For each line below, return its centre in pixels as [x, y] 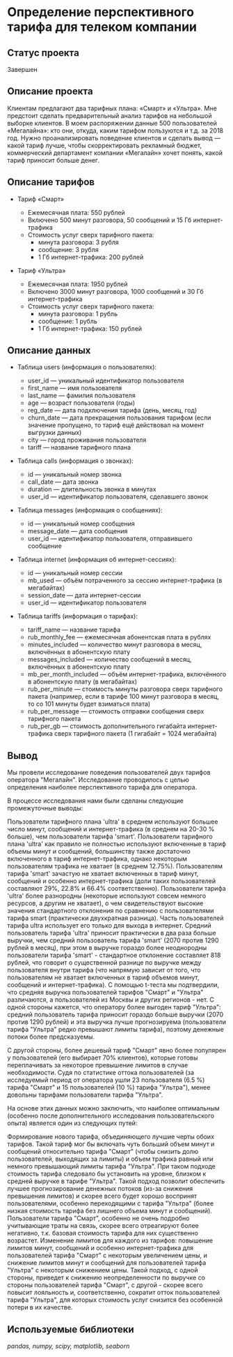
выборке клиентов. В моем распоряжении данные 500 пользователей [112, 123]
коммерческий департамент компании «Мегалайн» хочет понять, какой [115, 153]
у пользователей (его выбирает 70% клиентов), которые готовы [103, 1058]
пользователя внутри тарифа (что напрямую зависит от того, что [104, 970]
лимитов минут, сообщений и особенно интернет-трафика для [100, 1248]
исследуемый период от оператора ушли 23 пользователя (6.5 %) [106, 1080]
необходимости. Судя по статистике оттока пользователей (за [101, 1073]
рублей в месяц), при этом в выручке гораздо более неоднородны [107, 948]
